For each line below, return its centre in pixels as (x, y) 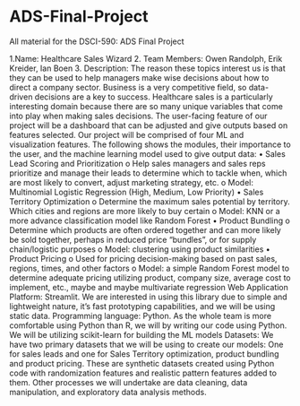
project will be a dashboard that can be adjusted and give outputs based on (149, 125)
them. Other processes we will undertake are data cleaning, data (129, 382)
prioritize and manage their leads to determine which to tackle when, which (148, 173)
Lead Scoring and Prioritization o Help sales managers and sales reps (137, 163)
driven (21, 97)
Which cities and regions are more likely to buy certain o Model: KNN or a (145, 211)
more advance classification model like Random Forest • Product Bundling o (150, 220)
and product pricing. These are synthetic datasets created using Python (142, 363)
